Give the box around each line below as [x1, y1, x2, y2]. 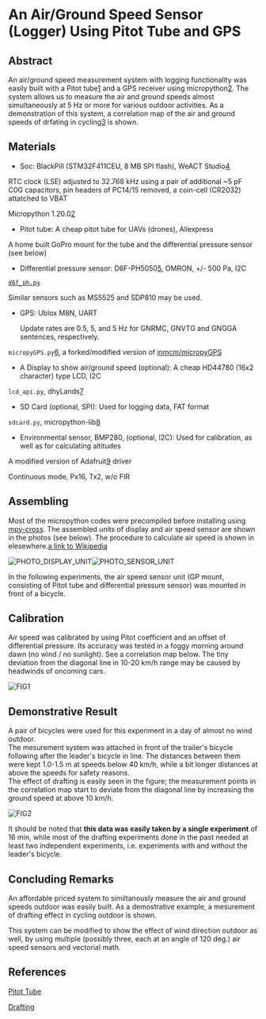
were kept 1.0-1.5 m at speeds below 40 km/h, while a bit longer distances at [8, 759, 258, 769]
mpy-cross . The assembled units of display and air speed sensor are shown [8, 524, 256, 533]
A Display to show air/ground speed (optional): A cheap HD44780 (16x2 [19, 363, 254, 372]
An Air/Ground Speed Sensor [8, 6, 203, 24]
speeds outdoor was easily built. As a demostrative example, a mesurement [8, 902, 256, 912]
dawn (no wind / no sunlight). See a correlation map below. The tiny [8, 649, 229, 659]
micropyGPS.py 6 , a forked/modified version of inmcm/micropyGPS [8, 347, 222, 356]
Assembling [8, 494, 69, 509]
